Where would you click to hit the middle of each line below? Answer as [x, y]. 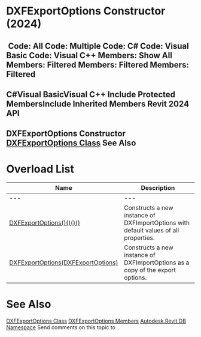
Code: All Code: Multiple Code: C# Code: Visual [99, 46]
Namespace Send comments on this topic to [61, 327]
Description [158, 188]
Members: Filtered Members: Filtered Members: [98, 65]
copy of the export [150, 270]
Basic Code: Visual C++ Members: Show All [89, 55]
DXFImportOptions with [157, 223]
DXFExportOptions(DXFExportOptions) [64, 263]
